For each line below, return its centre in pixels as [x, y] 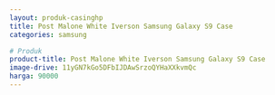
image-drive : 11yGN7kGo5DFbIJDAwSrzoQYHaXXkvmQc [103, 68]
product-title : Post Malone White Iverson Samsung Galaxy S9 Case [137, 60]
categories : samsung [49, 34]
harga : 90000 [34, 76]
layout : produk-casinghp [56, 18]
